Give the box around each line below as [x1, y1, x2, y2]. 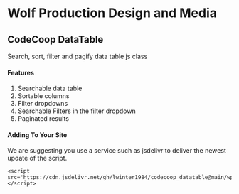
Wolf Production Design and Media [7, 5, 218, 21]
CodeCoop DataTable [7, 33, 104, 45]
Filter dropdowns [17, 99, 68, 108]
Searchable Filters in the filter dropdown [17, 107, 137, 115]
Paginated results [17, 114, 70, 123]
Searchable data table [17, 84, 83, 93]
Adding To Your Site [7, 130, 68, 139]
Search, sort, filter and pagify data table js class [7, 52, 148, 60]
